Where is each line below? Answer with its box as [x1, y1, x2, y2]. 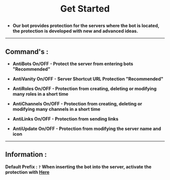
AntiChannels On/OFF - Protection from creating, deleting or [12, 101, 143, 106]
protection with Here [5, 169, 50, 175]
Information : [5, 150, 47, 159]
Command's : [5, 47, 49, 56]
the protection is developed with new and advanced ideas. [12, 28, 138, 34]
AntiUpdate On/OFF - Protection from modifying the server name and [12, 126, 161, 132]
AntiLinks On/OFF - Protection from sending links [12, 116, 119, 122]
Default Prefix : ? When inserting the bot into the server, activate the [5, 163, 152, 169]
